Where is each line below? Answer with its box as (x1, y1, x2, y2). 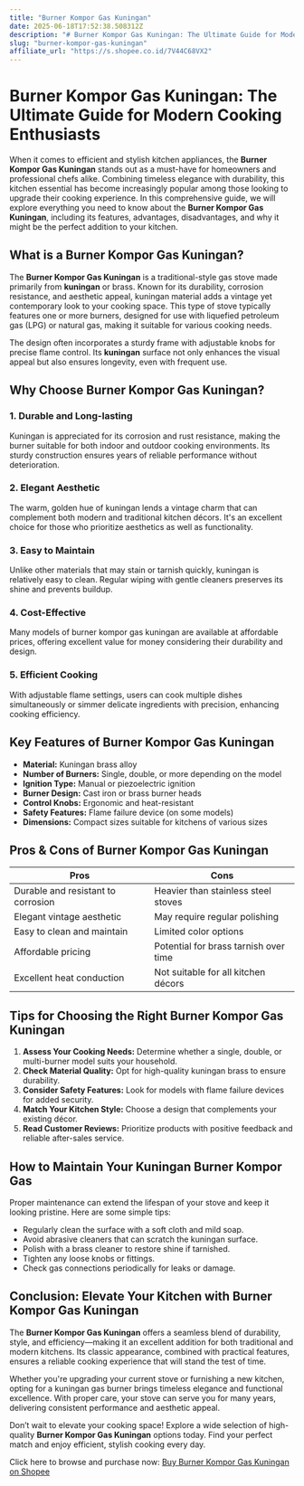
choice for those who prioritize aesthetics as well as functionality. (9, 521, 253, 532)
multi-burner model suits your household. (22, 1055, 178, 1067)
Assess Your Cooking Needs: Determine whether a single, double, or (22, 1046, 282, 1057)
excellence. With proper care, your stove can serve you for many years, (9, 1392, 276, 1403)
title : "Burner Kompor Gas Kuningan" (9, 13, 152, 23)
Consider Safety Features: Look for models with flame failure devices (22, 1084, 285, 1095)
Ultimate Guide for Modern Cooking (9, 105, 282, 126)
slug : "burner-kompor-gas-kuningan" (9, 38, 147, 48)
